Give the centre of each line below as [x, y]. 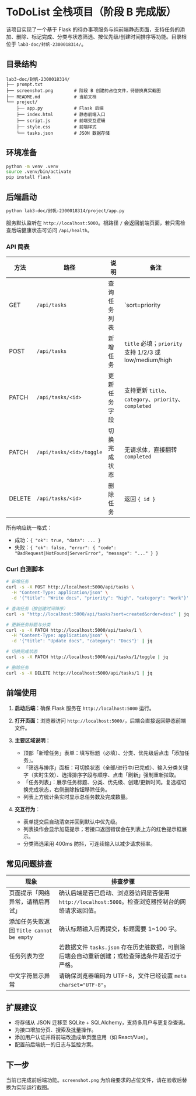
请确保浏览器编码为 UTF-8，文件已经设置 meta [123, 976]
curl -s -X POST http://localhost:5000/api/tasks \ [70, 587]
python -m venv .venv [32, 166]
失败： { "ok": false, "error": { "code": [65, 547]
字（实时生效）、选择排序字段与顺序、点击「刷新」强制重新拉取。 [101, 775]
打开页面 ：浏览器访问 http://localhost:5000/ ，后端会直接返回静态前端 [100, 720]
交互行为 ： [27, 809]
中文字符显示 [27, 976]
